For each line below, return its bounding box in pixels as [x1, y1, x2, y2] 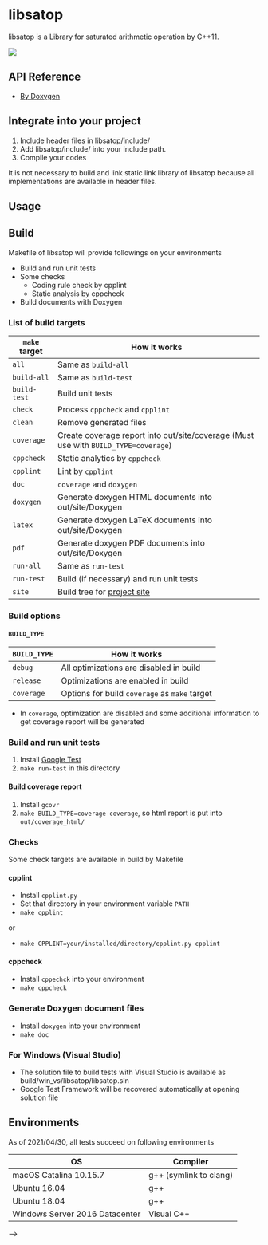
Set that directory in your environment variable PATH [19, 899, 190, 908]
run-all [12, 561, 41, 571]
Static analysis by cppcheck [31, 289, 124, 298]
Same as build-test [57, 372, 133, 384]
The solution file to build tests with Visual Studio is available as [19, 1067, 226, 1077]
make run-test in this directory [19, 763, 120, 773]
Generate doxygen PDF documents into [57, 538, 206, 549]
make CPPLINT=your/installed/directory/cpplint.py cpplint [19, 940, 221, 948]
